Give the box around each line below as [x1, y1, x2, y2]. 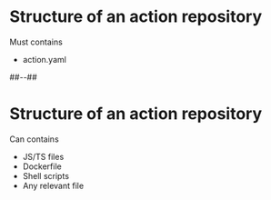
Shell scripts [22, 170, 70, 181]
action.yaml [22, 54, 66, 65]
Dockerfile [22, 161, 62, 172]
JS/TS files [22, 151, 65, 162]
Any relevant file [22, 180, 85, 191]
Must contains [9, 36, 64, 47]
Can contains [9, 134, 59, 145]
